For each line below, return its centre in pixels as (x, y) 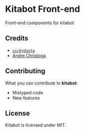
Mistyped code (28, 92)
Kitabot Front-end (43, 9)
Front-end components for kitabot (40, 23)
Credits (17, 38)
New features (26, 98)
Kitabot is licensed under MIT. (36, 125)
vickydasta (23, 50)
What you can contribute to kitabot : (42, 83)
